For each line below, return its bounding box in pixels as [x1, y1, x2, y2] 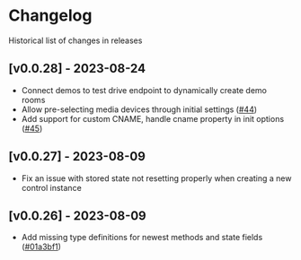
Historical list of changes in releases [8, 35, 143, 46]
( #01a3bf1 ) [21, 241, 62, 252]
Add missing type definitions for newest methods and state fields [21, 232, 263, 243]
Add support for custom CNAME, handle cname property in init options [21, 113, 285, 124]
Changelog [8, 5, 93, 26]
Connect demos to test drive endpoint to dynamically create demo [21, 84, 267, 95]
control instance [21, 182, 82, 193]
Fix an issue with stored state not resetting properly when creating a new [21, 172, 292, 184]
